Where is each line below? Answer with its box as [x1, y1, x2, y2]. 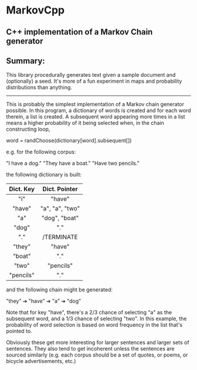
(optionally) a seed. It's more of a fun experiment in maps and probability [6, 77, 182, 85]
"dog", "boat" [41, 214, 79, 222]
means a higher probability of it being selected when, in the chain [6, 120, 164, 127]
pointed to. [6, 328, 32, 335]
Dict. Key [9, 185, 35, 194]
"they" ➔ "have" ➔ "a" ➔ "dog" [6, 297, 81, 305]
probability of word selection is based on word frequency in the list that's [6, 321, 183, 328]
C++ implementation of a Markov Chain [6, 27, 153, 37]
